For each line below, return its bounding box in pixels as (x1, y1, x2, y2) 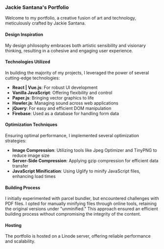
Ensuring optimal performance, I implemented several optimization (5, 132, 140, 138)
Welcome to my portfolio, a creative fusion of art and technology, (5, 15, 136, 21)
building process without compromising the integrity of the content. (5, 211, 141, 217)
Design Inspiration (5, 31, 43, 37)
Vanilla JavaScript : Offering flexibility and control (12, 90, 113, 96)
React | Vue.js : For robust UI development (12, 84, 98, 90)
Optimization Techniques (5, 122, 58, 127)
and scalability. (5, 238, 36, 244)
